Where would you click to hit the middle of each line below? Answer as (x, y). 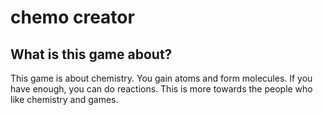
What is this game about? (91, 54)
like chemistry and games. (64, 99)
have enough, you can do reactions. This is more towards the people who (161, 89)
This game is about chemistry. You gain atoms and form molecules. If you (161, 78)
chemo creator (72, 17)
